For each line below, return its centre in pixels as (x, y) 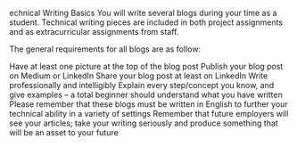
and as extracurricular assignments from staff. (94, 32)
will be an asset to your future (64, 132)
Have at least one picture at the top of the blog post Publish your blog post (146, 66)
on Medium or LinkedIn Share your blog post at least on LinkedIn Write (139, 76)
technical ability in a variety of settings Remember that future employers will (149, 114)
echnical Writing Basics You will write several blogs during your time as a (143, 13)
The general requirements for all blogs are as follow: (105, 49)
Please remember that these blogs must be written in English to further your (148, 104)
